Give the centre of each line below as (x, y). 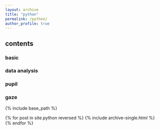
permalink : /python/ (27, 19)
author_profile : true (27, 23)
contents (19, 43)
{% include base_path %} (31, 108)
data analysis (22, 71)
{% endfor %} (19, 123)
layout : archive (22, 10)
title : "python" (22, 14)
